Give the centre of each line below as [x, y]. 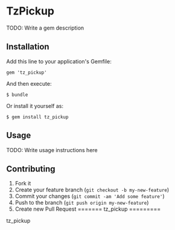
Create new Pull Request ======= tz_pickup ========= [88, 209]
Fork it [23, 184]
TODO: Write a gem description [45, 28]
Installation [28, 47]
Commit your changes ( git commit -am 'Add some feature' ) [90, 196]
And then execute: [29, 83]
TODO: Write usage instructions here [52, 150]
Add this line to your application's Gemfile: [59, 61]
